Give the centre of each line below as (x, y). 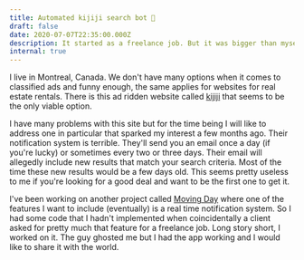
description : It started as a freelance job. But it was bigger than (143, 43)
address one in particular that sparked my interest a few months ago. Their (148, 133)
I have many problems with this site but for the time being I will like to (138, 124)
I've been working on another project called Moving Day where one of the (147, 199)
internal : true (38, 52)
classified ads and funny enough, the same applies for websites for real (142, 87)
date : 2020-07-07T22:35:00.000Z (70, 34)
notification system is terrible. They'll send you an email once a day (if (140, 143)
